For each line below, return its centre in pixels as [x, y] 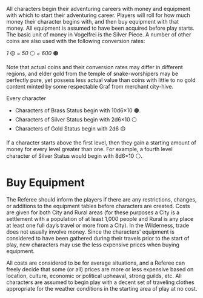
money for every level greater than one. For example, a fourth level [89, 149]
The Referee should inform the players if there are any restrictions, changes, [101, 199]
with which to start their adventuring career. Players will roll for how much [98, 15]
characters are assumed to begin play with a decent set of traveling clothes [101, 282]
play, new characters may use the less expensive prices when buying [93, 245]
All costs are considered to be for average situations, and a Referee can [96, 263]
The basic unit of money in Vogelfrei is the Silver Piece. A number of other [99, 35]
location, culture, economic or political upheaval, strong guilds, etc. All [94, 276]
